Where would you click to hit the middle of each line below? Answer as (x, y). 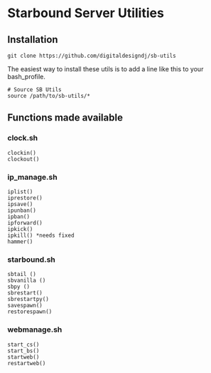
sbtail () (22, 275)
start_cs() (23, 344)
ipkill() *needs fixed (41, 235)
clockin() (22, 153)
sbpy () (19, 287)
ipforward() (25, 223)
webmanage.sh (35, 329)
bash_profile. (27, 77)
